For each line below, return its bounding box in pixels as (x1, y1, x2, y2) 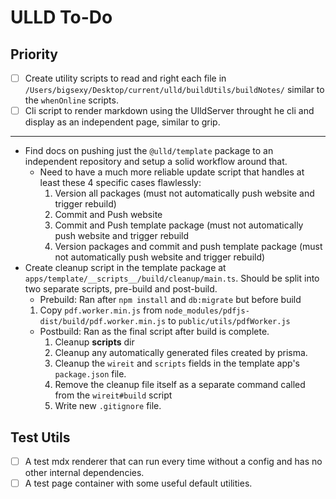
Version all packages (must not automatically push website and (54, 187, 315, 200)
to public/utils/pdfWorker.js (167, 315, 291, 327)
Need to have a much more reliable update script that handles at (39, 166, 305, 178)
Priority (10, 46, 58, 63)
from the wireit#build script (54, 389, 173, 401)
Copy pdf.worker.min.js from (39, 304, 163, 316)
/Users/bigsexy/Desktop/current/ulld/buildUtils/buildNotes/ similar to (24, 84, 325, 96)
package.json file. (54, 368, 127, 380)
